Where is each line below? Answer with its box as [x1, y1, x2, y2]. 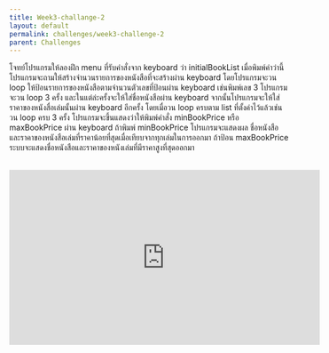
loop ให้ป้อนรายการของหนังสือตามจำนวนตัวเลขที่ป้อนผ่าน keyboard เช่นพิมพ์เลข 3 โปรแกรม [9, 82, 288, 93]
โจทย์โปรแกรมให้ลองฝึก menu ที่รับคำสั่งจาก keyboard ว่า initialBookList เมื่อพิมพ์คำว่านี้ [9, 62, 285, 73]
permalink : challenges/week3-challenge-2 [9, 29, 165, 38]
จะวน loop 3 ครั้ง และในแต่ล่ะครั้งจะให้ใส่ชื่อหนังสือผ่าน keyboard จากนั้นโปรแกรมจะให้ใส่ [9, 92, 281, 103]
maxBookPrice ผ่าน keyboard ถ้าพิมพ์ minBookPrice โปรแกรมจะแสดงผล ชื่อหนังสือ [9, 122, 279, 133]
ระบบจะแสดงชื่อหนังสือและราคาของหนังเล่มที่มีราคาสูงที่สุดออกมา [9, 142, 195, 153]
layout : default [9, 21, 69, 30]
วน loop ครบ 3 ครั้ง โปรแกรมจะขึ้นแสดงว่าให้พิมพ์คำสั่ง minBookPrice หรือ [9, 112, 239, 123]
